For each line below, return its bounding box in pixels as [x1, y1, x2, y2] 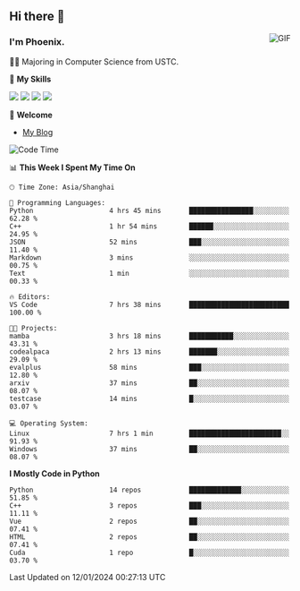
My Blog [21, 126, 54, 137]
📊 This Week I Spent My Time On [9, 162, 136, 173]
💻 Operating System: [9, 418, 89, 428]
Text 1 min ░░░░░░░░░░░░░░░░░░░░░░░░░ [9, 269, 290, 278]
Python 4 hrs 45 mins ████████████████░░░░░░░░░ [9, 206, 290, 215]
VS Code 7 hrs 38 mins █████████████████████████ [9, 300, 290, 309]
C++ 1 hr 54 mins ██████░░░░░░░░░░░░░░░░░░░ [9, 221, 290, 231]
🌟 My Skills [9, 73, 52, 84]
